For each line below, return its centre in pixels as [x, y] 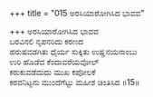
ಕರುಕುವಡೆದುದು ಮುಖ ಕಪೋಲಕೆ [53, 72]
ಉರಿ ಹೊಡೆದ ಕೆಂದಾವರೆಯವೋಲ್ [54, 62]
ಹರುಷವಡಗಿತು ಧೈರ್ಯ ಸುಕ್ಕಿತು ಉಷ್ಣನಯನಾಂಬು [73, 52]
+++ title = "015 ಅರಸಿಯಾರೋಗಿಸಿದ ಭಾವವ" [77, 13]
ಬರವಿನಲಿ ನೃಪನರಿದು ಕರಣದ [47, 41]
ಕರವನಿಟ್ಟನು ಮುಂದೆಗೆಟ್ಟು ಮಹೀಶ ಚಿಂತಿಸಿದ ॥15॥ [75, 82]
